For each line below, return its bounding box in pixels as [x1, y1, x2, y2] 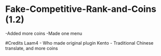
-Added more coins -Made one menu [5, 30, 82, 36]
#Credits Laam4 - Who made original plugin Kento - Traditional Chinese [5, 40, 154, 46]
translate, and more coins [5, 45, 58, 51]
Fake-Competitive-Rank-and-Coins [5, 3, 156, 15]
